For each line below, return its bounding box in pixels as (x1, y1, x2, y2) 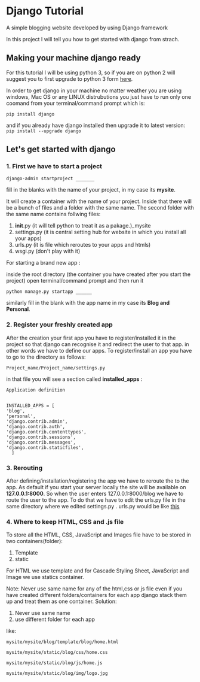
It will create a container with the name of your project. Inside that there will (6, 198, 192, 205)
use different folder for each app (14, 616, 96, 623)
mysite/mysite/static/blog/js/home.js (6, 660, 103, 666)
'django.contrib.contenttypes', (6, 429, 87, 435)
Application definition (6, 387, 66, 393)
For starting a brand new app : (6, 259, 81, 266)
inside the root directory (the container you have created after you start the (6, 271, 191, 278)
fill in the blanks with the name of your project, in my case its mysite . (6, 186, 176, 193)
